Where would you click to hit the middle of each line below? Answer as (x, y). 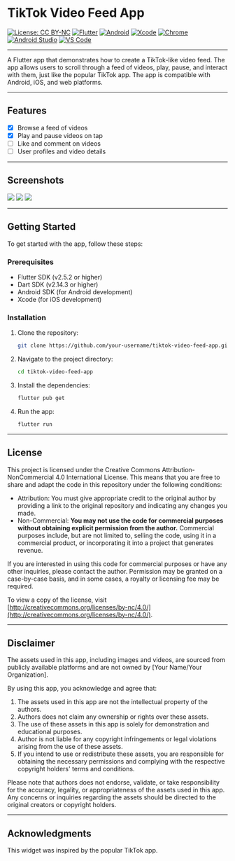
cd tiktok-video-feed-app (55, 372)
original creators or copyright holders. (62, 805)
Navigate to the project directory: (65, 359)
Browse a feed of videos (52, 128)
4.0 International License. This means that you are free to (138, 477)
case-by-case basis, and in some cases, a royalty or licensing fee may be (113, 579)
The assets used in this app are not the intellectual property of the (113, 702)
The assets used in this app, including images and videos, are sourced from (116, 660)
